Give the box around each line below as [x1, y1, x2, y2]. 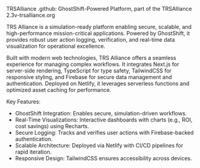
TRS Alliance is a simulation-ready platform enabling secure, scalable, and [6, 24, 192, 30]
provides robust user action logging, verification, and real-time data [6, 36, 175, 43]
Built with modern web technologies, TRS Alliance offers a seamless [6, 54, 176, 61]
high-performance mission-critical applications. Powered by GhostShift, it [6, 30, 190, 37]
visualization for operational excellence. [6, 42, 105, 50]
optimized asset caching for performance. [6, 86, 112, 93]
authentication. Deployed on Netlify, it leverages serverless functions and [6, 80, 190, 87]
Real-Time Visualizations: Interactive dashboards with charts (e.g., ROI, [15, 116, 193, 123]
